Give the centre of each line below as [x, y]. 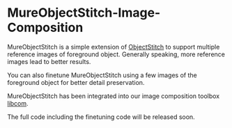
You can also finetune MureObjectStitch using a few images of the [102, 75]
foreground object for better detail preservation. [76, 82]
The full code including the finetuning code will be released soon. [101, 117]
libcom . [18, 103]
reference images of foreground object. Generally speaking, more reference [116, 54]
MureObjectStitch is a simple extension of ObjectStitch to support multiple [114, 47]
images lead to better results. [49, 61]
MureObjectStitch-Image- [84, 13]
